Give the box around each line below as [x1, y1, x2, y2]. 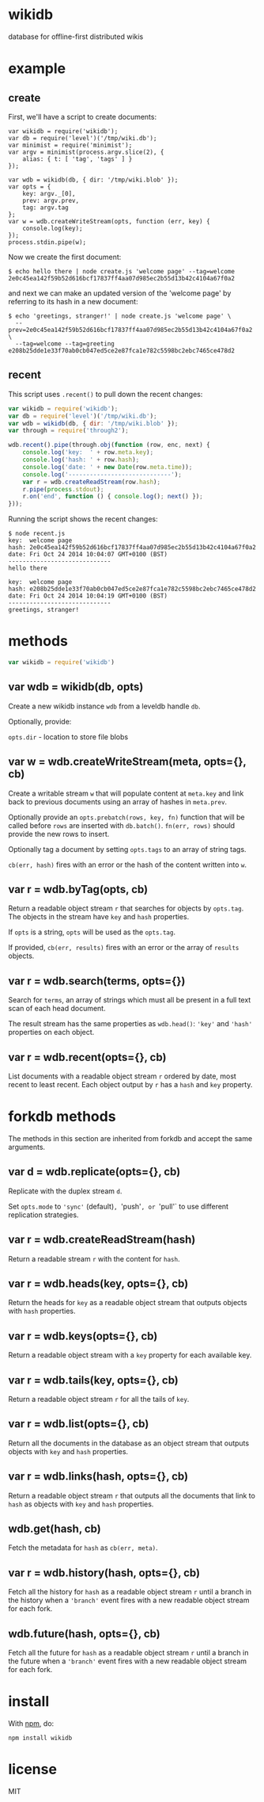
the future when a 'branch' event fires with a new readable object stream [8, 1656, 247, 1666]
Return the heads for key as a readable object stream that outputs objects [8, 1298, 247, 1308]
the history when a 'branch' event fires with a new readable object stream [8, 1595, 250, 1605]
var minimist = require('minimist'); [8, 141, 133, 149]
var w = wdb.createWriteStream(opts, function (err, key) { [8, 217, 211, 225]
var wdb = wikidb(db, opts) [8, 680, 144, 694]
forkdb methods [8, 1108, 116, 1126]
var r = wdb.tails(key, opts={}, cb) [8, 1373, 179, 1387]
